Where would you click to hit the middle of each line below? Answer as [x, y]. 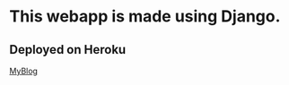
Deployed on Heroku [68, 50]
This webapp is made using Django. [145, 17]
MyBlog [24, 71]
